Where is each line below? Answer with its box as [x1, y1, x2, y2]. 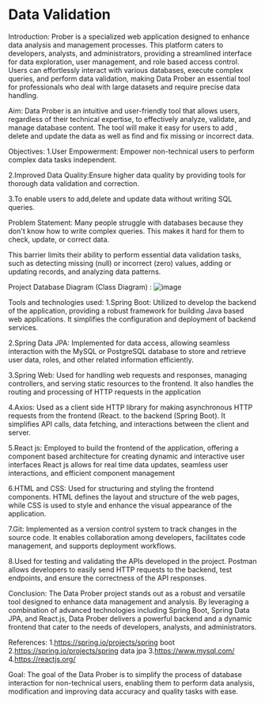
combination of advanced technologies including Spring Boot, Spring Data [8, 605, 251, 615]
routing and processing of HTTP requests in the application [8, 386, 202, 397]
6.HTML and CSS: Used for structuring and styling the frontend [8, 483, 214, 493]
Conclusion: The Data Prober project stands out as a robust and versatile [8, 588, 246, 598]
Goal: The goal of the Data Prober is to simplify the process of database [8, 669, 243, 679]
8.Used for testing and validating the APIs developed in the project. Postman [8, 556, 257, 565]
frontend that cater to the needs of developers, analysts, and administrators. [8, 622, 257, 631]
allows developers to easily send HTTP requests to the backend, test [8, 565, 233, 574]
